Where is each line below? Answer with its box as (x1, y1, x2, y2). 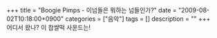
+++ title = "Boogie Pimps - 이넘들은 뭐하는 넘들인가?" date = (6, 6, 177, 14)
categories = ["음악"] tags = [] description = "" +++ (64, 15, 211, 23)
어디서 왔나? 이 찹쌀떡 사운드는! (6, 23, 91, 31)
